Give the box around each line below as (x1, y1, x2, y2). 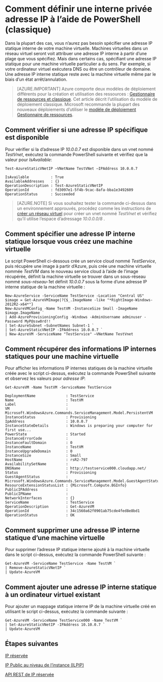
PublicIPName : (5, 492, 68, 497)
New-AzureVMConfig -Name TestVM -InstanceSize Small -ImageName (5, 306, 138, 311)
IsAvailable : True (5, 174, 64, 180)
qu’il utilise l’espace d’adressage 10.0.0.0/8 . (16, 216, 105, 221)
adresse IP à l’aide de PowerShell (5, 14, 141, 25)
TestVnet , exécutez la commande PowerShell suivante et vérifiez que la (5, 151, 148, 157)
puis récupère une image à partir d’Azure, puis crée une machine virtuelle (5, 263, 152, 269)
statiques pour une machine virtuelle (5, 352, 119, 361)
